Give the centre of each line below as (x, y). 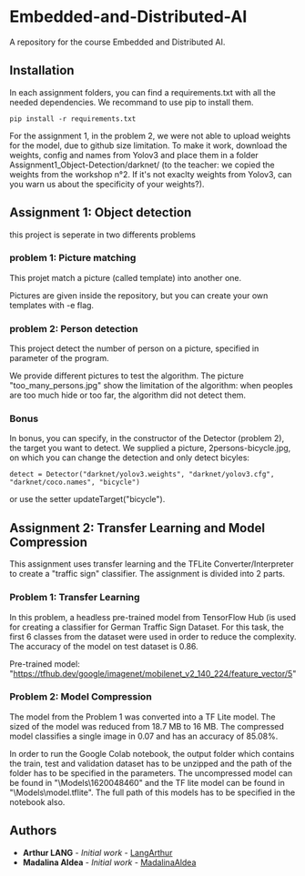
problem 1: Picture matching (73, 258)
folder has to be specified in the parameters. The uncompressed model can (151, 773)
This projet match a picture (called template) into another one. (126, 277)
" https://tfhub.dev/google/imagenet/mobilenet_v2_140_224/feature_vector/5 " (153, 673)
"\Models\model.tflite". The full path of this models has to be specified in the (152, 792)
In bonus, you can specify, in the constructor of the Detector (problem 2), (147, 438)
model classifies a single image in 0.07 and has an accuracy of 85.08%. (144, 736)
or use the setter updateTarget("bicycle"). (87, 499)
